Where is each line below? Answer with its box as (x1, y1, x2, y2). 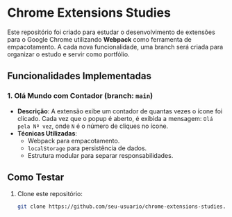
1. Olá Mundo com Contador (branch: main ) (7, 91, 154, 101)
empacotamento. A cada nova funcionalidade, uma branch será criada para (7, 42, 224, 51)
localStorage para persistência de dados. (27, 144, 147, 152)
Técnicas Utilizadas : (17, 129, 78, 137)
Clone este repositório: (17, 190, 83, 198)
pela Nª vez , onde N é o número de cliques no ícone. (17, 122, 169, 130)
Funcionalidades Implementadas (7, 70, 151, 82)
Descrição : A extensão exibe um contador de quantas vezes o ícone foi (17, 106, 223, 115)
